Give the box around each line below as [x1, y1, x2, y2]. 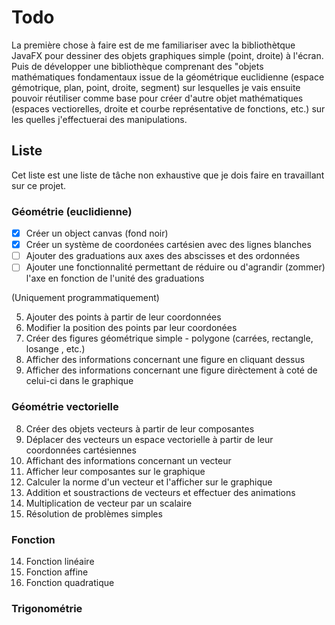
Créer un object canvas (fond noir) [25, 227, 169, 240]
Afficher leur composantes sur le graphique [25, 465, 206, 477]
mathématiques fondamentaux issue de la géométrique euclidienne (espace [11, 71, 325, 83]
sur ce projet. [11, 179, 67, 191]
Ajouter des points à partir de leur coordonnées [25, 311, 222, 323]
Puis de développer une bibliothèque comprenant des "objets [11, 60, 264, 72]
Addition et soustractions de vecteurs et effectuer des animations [25, 486, 296, 498]
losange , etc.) [25, 343, 86, 355]
